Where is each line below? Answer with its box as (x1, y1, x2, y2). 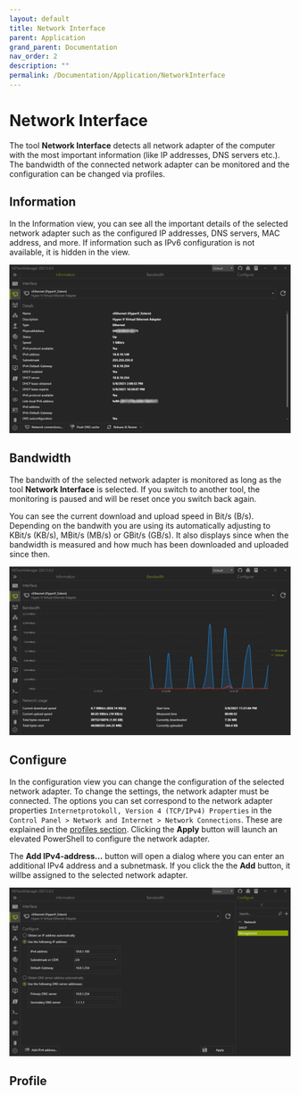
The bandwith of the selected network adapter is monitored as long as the (9, 474, 282, 485)
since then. (9, 548, 51, 559)
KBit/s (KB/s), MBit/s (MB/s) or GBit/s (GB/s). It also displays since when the (9, 530, 289, 540)
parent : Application (9, 33, 87, 42)
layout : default (9, 14, 70, 23)
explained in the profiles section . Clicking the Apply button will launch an (9, 823, 279, 834)
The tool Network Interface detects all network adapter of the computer (9, 139, 276, 151)
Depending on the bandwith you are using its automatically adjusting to (9, 520, 271, 531)
